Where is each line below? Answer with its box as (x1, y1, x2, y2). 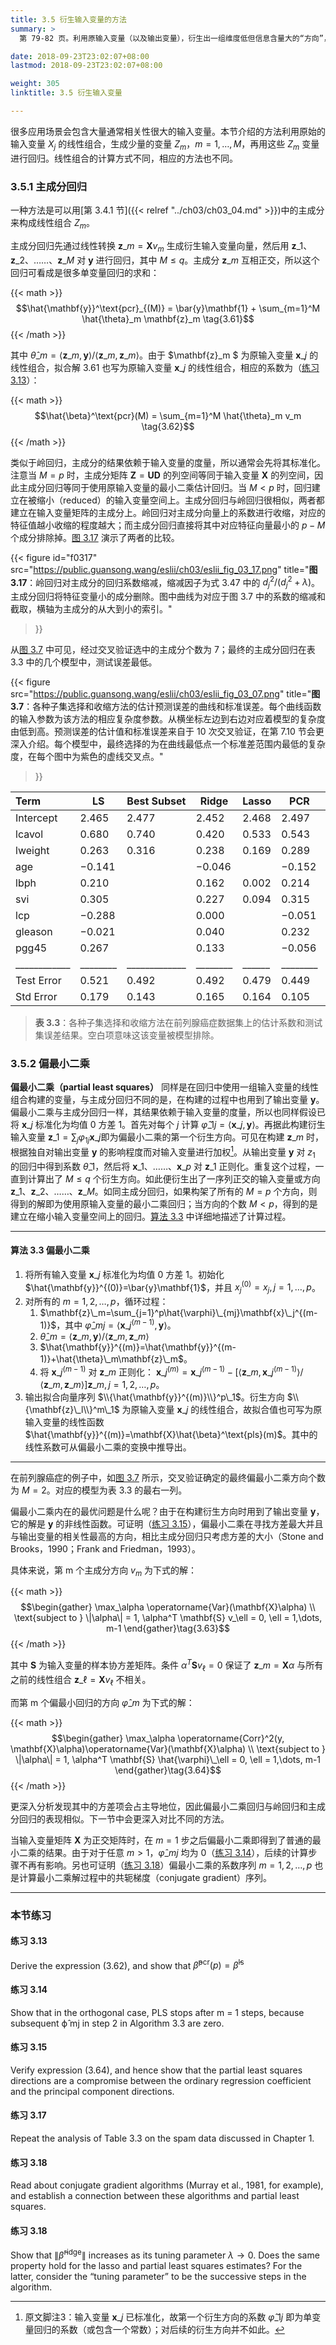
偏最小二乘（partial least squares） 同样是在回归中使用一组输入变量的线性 (10, 1081, 319, 1093)
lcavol (15, 827, 44, 841)
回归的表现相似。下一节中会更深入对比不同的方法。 (18, 1812, 230, 1825)
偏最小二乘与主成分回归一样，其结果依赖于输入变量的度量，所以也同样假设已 (10, 1106, 326, 1118)
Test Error (15, 974, 62, 988)
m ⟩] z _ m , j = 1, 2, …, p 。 (73, 1378, 165, 1390)
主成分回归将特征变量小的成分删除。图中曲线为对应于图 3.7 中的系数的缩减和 (10, 591, 326, 603)
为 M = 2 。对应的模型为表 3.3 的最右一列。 (10, 1484, 188, 1496)
